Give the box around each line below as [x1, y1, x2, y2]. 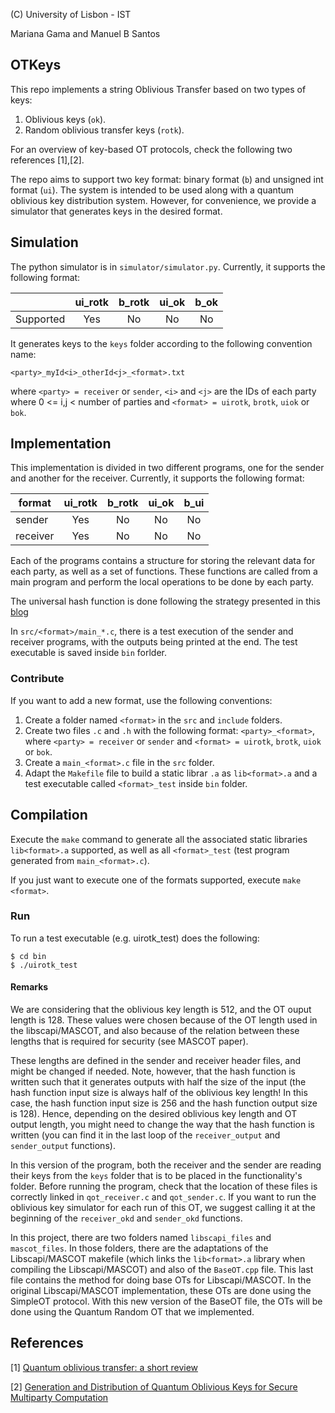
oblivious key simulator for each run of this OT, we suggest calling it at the [10, 1202, 316, 1214]
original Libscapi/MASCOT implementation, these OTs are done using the [10, 1285, 312, 1297]
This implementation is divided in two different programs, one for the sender [10, 462, 325, 474]
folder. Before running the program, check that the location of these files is [10, 1180, 318, 1193]
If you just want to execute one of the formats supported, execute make [10, 874, 302, 886]
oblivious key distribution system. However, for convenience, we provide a [10, 194, 317, 206]
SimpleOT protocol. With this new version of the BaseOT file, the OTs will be [10, 1295, 323, 1308]
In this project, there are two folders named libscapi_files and [10, 1232, 272, 1244]
